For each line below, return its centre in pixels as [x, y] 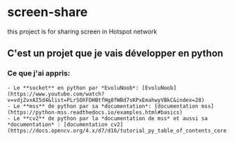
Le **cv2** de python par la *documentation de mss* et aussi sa [111, 118]
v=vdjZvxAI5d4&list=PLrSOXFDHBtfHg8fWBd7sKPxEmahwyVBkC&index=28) [106, 100]
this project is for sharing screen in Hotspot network [82, 31]
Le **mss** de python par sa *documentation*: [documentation [106, 106]
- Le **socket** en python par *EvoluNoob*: [73, 88]
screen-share [48, 12]
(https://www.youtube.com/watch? [56, 94]
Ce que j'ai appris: [39, 73]
